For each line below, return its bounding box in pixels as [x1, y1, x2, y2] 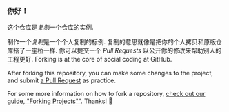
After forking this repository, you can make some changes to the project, [7, 69, 214, 77]
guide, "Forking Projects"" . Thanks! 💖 [7, 97, 113, 105]
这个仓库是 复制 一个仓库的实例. [7, 23, 94, 32]
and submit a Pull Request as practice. [7, 76, 116, 84]
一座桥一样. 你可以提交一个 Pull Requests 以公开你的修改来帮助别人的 [25, 46, 222, 55]
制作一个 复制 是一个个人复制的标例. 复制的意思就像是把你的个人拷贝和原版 [7, 38, 216, 46]
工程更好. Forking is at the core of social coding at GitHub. [7, 55, 172, 64]
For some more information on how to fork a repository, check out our [7, 90, 206, 98]
